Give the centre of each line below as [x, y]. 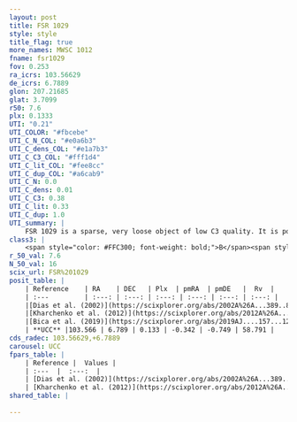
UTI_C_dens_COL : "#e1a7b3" [59, 149]
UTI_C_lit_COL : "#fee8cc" [57, 165]
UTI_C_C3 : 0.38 [37, 199]
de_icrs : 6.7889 [39, 83]
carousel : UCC [35, 346]
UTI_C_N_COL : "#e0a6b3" [53, 141]
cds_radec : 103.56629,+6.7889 [65, 338]
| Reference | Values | [71, 363]
